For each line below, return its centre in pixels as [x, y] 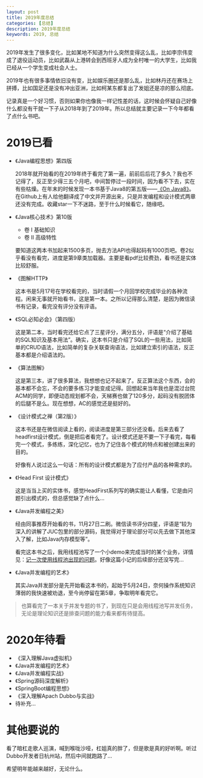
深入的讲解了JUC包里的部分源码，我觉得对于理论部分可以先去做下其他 [102, 532]
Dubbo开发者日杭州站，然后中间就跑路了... [60, 756]
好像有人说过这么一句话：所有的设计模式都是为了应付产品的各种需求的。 [105, 465]
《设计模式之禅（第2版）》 [47, 417]
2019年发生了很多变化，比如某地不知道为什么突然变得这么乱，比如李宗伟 [97, 53]
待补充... [25, 703]
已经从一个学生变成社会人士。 [43, 68]
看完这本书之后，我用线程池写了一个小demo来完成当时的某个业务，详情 [104, 552]
